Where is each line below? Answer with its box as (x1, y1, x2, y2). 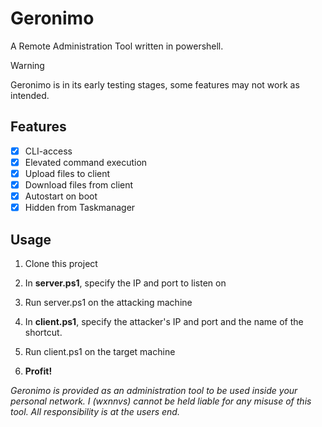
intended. (10, 89, 50, 101)
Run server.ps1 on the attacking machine (24, 296, 193, 308)
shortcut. (24, 326, 63, 338)
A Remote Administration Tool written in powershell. (10, 40, 224, 52)
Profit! (24, 365, 53, 377)
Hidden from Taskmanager (24, 202, 136, 214)
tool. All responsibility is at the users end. (10, 405, 180, 417)
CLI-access (24, 145, 73, 157)
